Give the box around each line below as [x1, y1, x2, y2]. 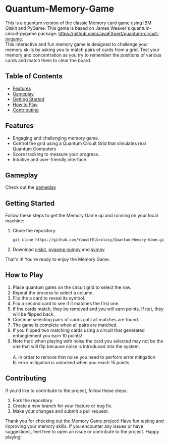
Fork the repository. [12, 397, 54, 403]
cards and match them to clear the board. [5, 57, 92, 63]
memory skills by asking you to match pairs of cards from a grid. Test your [5, 46, 160, 53]
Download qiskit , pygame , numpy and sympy [12, 246, 105, 253]
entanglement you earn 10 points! [12, 332, 82, 338]
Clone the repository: [12, 228, 57, 234]
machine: [5, 218, 25, 224]
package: [37, 30, 58, 36]
